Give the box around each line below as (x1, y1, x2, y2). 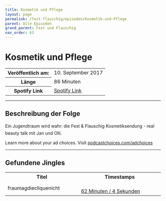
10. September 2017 (54, 69, 103, 76)
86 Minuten (54, 78, 81, 85)
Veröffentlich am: (7, 69, 49, 76)
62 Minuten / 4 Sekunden (81, 188, 140, 195)
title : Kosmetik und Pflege (5, 7, 63, 12)
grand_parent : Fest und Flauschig (5, 26, 77, 31)
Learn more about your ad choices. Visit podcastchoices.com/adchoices (5, 140, 153, 146)
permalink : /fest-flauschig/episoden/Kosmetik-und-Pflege (5, 16, 127, 21)
